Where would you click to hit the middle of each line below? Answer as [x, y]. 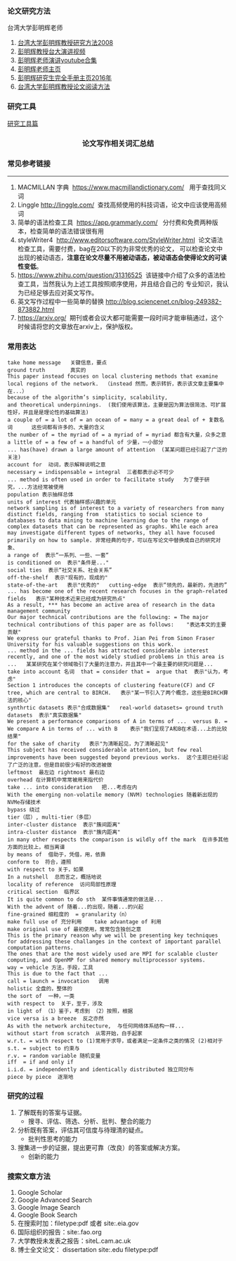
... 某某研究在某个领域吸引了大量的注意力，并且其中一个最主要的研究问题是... [110, 665]
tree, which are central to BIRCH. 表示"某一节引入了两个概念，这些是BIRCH [115, 693]
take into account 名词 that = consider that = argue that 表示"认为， [115, 672]
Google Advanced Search [55, 1200]
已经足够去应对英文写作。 [61, 293]
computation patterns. [40, 948]
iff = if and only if [40, 1062]
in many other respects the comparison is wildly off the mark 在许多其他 [118, 840]
